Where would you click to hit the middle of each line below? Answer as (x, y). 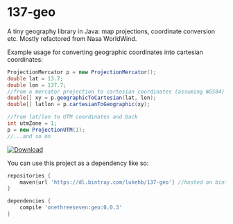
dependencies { (29, 201)
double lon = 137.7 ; (37, 85)
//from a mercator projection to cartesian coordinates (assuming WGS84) (116, 92)
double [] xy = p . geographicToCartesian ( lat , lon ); (82, 98)
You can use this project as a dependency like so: (78, 163)
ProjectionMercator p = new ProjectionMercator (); (82, 72)
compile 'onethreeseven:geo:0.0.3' (71, 208)
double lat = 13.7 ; (35, 78)
